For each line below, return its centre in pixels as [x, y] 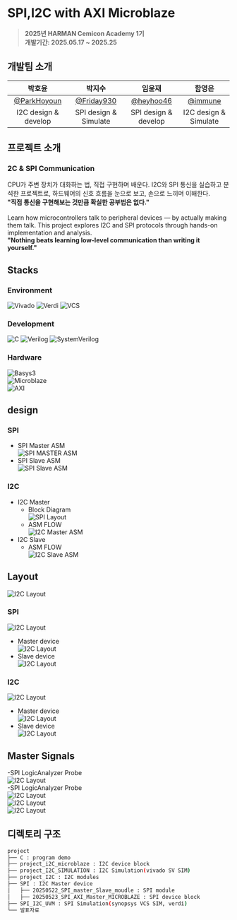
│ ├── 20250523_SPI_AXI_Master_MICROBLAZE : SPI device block [104, 897]
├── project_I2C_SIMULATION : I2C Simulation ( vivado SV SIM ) [99, 871]
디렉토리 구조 [34, 834]
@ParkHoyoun [38, 100]
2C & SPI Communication [51, 169]
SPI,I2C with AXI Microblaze [91, 13]
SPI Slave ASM [39, 461]
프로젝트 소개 [34, 148]
